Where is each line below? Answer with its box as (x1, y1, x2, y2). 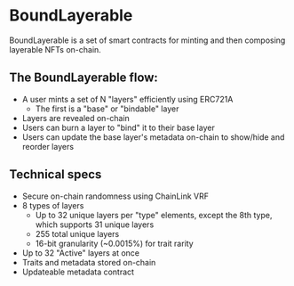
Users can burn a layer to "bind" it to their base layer (21, 122, 215, 133)
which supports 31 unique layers (35, 219, 155, 230)
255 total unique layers (35, 228, 120, 239)
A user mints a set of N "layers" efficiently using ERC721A (21, 94, 234, 104)
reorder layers (21, 141, 74, 151)
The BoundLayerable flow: (9, 70, 158, 86)
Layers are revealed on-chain (21, 112, 131, 123)
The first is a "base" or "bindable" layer (35, 103, 179, 114)
